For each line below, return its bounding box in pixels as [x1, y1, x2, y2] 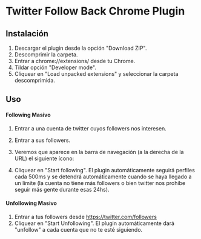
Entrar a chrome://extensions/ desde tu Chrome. [14, 58, 136, 64]
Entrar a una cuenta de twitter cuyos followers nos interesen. [14, 124, 167, 132]
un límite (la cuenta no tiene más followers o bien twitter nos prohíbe [14, 179, 186, 186]
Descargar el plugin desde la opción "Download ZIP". [14, 44, 147, 52]
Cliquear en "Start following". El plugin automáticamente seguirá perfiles [14, 166, 195, 173]
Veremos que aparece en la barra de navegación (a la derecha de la [14, 148, 184, 155]
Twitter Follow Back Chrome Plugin [5, 4, 185, 18]
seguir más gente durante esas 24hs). [14, 186, 110, 193]
